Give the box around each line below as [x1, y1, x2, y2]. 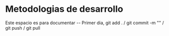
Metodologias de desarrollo [5, 3, 123, 15]
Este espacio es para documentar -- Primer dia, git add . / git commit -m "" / [5, 20, 164, 26]
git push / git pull [5, 25, 40, 31]
